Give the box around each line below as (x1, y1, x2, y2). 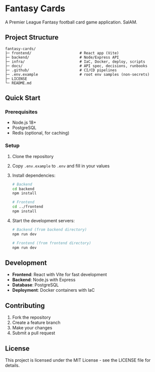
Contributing (5, 302, 45, 310)
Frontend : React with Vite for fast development (12, 272, 107, 278)
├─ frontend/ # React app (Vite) (5, 50, 119, 55)
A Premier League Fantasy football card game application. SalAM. (5, 19, 138, 25)
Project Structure (5, 33, 59, 42)
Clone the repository (12, 153, 54, 159)
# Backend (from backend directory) (12, 227, 87, 232)
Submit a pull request (12, 330, 55, 336)
